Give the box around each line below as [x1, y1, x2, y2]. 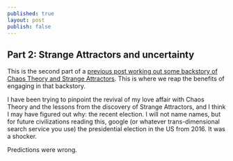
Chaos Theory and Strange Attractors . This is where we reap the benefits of [7, 74, 225, 83]
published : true [7, 10, 54, 17]
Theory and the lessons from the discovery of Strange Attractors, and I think [7, 103, 226, 111]
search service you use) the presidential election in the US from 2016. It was [7, 125, 226, 133]
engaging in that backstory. [7, 82, 86, 90]
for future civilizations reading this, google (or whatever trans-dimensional [7, 117, 220, 126]
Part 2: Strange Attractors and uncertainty [7, 49, 195, 60]
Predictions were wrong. [7, 146, 78, 154]
